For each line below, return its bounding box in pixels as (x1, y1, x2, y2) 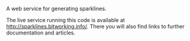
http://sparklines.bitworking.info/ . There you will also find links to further (6, 23, 185, 30)
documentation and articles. (6, 29, 76, 36)
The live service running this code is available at (6, 17, 125, 23)
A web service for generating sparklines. (6, 5, 107, 12)
